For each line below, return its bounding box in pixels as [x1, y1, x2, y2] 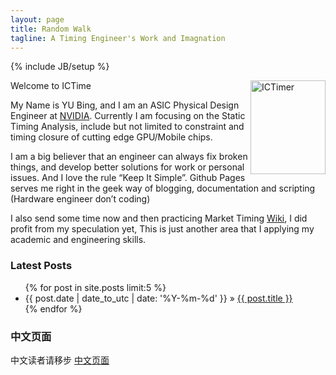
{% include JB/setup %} [10, 61, 110, 73]
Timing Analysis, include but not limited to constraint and [10, 121, 245, 133]
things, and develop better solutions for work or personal [10, 161, 245, 173]
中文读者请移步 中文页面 [10, 354, 110, 366]
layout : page [10, 14, 65, 25]
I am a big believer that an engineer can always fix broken [10, 151, 248, 163]
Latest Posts [10, 259, 73, 273]
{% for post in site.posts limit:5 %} [24, 281, 167, 293]
